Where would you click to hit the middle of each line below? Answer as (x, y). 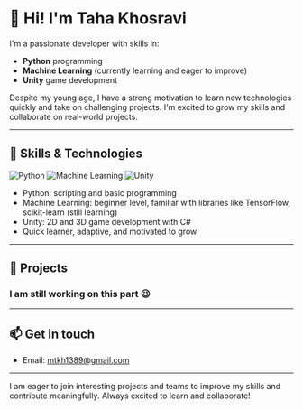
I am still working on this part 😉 (80, 294)
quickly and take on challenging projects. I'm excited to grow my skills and (147, 107)
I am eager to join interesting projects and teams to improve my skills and (145, 387)
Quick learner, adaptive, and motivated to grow (110, 231)
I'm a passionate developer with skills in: (84, 43)
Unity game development (70, 79)
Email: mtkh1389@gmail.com (76, 360)
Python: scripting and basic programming (100, 192)
